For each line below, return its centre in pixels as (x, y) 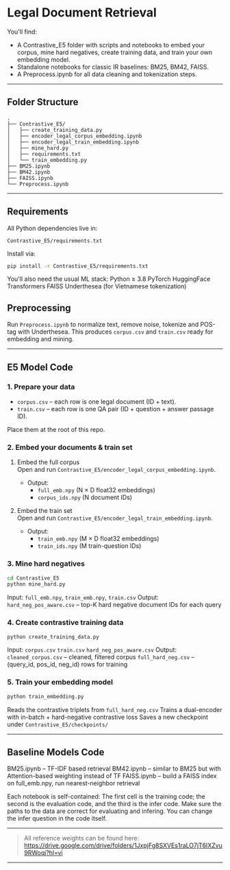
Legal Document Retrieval (82, 13)
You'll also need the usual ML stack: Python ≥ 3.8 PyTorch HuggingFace (109, 279)
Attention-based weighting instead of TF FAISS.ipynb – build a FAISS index (112, 776)
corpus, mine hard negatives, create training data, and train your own (115, 52)
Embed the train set (45, 511)
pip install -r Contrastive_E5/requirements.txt (78, 266)
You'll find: (22, 32)
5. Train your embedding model (60, 683)
